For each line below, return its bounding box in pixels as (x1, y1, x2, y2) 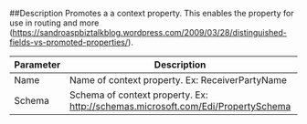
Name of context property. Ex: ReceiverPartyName (69, 74, 288, 86)
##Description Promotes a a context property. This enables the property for (9, 8, 294, 18)
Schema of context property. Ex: (69, 88, 208, 101)
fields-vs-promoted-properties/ (9, 36, 129, 47)
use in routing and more (9, 17, 100, 28)
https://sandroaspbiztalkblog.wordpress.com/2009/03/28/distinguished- (12, 27, 288, 37)
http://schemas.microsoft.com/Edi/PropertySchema (69, 100, 291, 112)
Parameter (14, 58, 61, 71)
